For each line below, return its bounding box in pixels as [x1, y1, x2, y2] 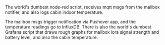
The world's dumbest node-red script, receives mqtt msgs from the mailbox [5, 4, 160, 10]
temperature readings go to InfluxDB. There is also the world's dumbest [5, 24, 152, 30]
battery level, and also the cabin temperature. [5, 34, 98, 40]
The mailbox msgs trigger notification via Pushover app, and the [5, 19, 136, 24]
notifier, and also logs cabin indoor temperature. [5, 9, 104, 15]
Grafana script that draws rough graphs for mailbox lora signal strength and [5, 29, 160, 35]
